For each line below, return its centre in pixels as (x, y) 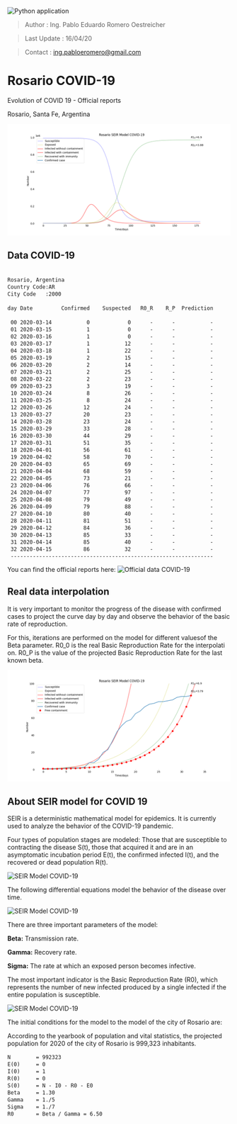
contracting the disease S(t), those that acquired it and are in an (100, 848)
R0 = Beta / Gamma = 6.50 (55, 1114)
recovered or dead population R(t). (58, 862)
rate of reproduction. (37, 624)
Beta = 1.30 (31, 1093)
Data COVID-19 (41, 255)
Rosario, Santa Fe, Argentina (49, 114)
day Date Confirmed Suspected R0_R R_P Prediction (110, 308)
